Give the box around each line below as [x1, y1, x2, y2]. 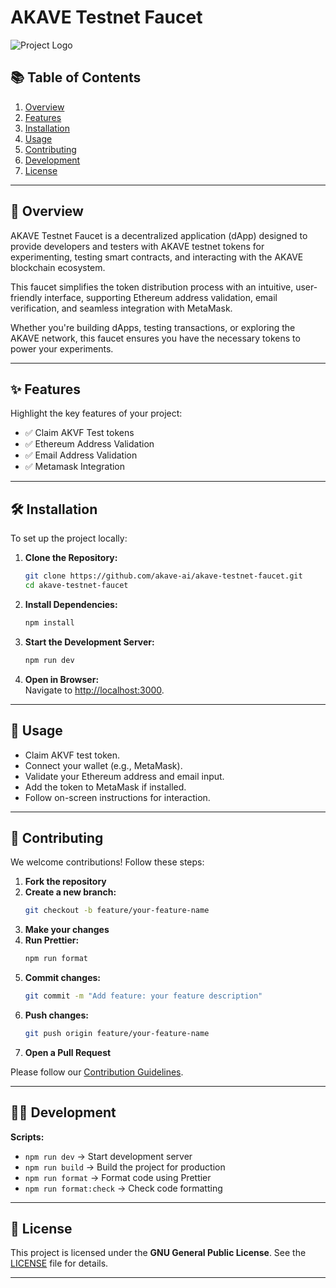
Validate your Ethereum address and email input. [24, 770, 225, 782]
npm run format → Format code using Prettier [24, 1171, 212, 1183]
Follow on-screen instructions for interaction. [24, 791, 211, 803]
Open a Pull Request [24, 1046, 112, 1058]
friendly [10, 291, 43, 303]
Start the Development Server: [24, 636, 155, 648]
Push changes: [24, 1009, 89, 1021]
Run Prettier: [24, 934, 80, 946]
